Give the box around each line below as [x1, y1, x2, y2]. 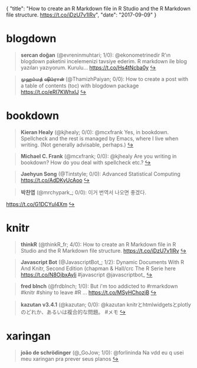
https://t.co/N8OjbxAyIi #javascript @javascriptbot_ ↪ [20, 271, 153, 278]
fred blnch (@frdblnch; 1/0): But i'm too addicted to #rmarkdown [20, 282, 178, 289]
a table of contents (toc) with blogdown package [20, 82, 139, 89]
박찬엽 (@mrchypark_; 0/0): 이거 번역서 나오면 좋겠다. [20, 188, 146, 196]
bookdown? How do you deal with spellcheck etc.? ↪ [20, 159, 152, 166]
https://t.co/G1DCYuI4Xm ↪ [6, 200, 75, 207]
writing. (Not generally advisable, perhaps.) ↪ [20, 141, 134, 148]
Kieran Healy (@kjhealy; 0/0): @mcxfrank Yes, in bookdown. [20, 128, 169, 135]
